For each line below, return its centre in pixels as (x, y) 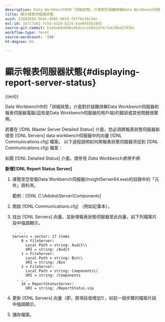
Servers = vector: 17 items (41, 236)
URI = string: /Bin (45, 262)
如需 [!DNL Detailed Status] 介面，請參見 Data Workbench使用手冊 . (73, 158)
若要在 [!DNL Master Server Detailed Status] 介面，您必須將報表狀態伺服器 (80, 129)
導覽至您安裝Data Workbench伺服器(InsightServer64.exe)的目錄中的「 (83, 179)
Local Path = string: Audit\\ (56, 245)
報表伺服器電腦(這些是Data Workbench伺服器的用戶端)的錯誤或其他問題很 (80, 113)
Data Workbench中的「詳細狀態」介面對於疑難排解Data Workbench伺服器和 (82, 106)
